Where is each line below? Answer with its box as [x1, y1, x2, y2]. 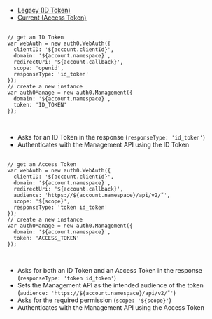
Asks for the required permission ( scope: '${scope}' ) [17, 296, 171, 304]
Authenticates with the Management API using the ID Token [17, 140, 190, 149]
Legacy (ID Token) [17, 6, 71, 14]
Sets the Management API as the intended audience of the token [17, 281, 204, 290]
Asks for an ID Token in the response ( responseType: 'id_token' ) [17, 133, 206, 141]
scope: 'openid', [13, 65, 64, 72]
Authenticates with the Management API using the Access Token [17, 304, 204, 311]
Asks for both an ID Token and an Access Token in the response [17, 266, 203, 274]
